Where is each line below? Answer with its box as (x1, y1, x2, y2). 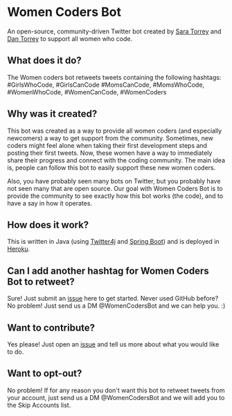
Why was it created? (7, 108, 98, 120)
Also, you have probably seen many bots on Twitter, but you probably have (7, 176, 221, 185)
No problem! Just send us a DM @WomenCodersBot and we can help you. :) (7, 301, 226, 310)
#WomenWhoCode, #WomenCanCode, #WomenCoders (7, 88, 167, 96)
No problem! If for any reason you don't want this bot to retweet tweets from (7, 386, 225, 394)
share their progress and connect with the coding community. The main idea (7, 156, 226, 164)
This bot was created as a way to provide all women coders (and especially (7, 126, 222, 135)
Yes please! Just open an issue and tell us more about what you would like (7, 340, 220, 348)
